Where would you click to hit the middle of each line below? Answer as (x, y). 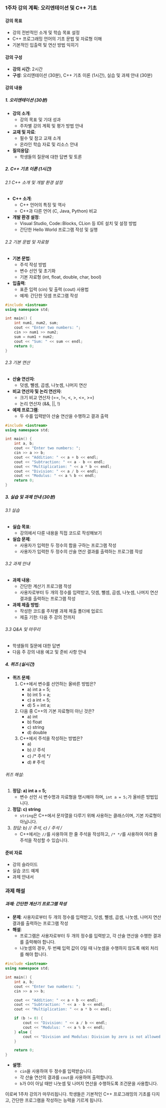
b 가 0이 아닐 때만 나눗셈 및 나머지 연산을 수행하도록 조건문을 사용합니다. (89, 1084)
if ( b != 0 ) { (28, 1018)
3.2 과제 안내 (18, 564)
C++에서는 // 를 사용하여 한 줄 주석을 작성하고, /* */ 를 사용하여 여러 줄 (88, 834)
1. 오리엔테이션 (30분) (27, 100)
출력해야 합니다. (40, 942)
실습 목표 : (22, 526)
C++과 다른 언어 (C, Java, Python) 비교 (58, 211)
